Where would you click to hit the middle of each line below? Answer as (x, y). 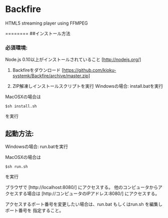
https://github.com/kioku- (90, 70)
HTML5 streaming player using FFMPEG (47, 23)
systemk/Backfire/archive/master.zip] (51, 76)
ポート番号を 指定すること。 (34, 210)
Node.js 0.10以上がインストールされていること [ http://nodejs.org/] (73, 60)
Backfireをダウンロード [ (38, 70)
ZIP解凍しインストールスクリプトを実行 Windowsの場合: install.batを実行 (88, 86)
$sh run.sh (17, 167)
